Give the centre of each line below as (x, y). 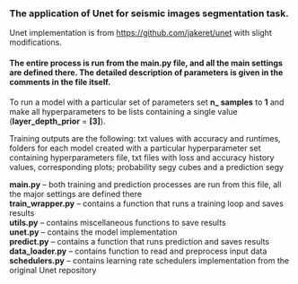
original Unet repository (53, 270)
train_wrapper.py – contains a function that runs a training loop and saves (147, 203)
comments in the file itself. (60, 82)
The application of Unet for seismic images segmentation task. (149, 13)
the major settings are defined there (75, 194)
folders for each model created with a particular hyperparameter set (136, 148)
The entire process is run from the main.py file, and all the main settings (146, 63)
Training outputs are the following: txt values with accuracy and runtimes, (145, 138)
